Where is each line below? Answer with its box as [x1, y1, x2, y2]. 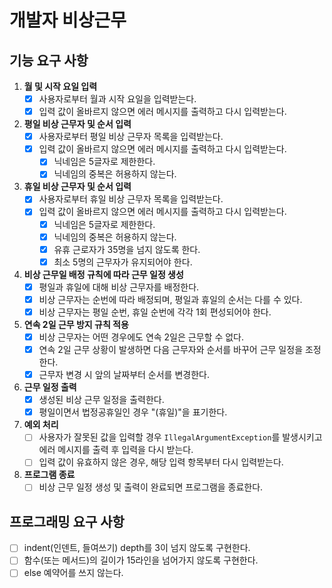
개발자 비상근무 [9, 9, 127, 32]
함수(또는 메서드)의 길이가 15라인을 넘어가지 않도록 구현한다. [23, 554, 259, 566]
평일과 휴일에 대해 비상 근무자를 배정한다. [38, 281, 200, 293]
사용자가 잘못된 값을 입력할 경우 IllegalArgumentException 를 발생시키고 [38, 431, 323, 443]
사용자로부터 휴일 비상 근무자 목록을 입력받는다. [38, 193, 224, 205]
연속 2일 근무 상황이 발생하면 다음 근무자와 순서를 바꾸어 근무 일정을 [38, 344, 304, 355]
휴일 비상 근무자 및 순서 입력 [23, 181, 132, 193]
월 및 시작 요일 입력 [23, 81, 98, 92]
